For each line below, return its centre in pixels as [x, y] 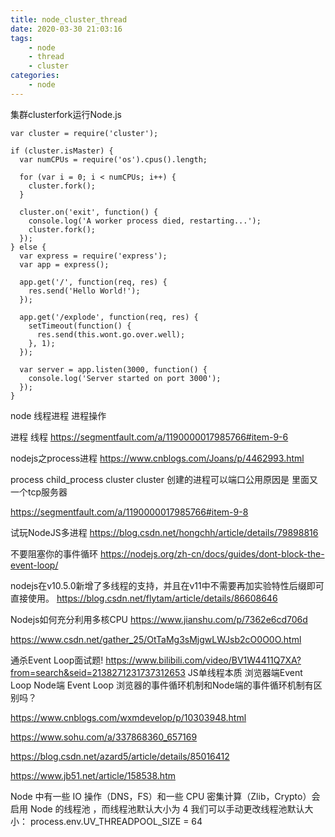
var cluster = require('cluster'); [84, 133]
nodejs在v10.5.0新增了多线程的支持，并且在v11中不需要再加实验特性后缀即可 [167, 585]
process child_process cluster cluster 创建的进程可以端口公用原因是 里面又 [164, 479]
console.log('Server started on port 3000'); [125, 378]
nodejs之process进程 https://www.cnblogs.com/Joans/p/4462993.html [157, 458]
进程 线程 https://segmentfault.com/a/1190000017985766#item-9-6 [149, 437]
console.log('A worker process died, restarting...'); [145, 221]
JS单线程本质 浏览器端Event [245, 672]
